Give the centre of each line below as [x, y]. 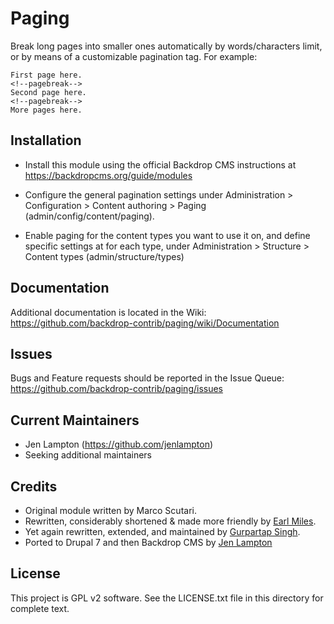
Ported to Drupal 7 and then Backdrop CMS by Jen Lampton [148, 542]
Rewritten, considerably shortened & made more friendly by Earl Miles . [170, 521]
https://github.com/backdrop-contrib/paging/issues [117, 389]
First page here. [46, 75]
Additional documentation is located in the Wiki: [108, 312]
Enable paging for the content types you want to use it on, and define [167, 235]
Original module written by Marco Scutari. [110, 510]
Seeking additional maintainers [88, 455]
